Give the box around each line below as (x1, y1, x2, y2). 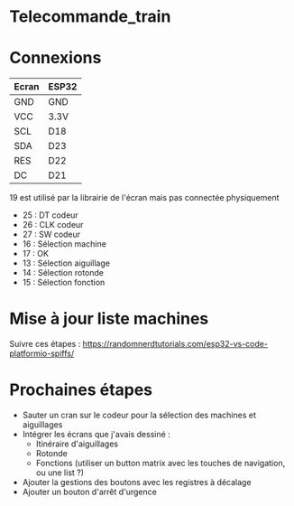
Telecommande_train (9, 6, 171, 27)
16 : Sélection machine (22, 239, 106, 249)
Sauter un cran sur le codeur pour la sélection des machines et (22, 409, 257, 420)
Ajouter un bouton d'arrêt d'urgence (22, 486, 158, 497)
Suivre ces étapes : (9, 339, 81, 350)
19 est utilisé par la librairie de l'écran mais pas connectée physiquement (9, 192, 280, 203)
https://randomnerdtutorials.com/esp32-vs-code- (82, 339, 269, 350)
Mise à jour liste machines (9, 309, 209, 329)
